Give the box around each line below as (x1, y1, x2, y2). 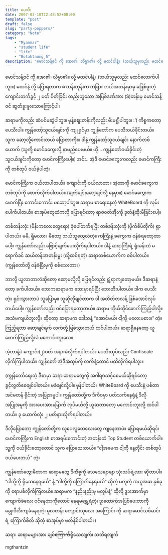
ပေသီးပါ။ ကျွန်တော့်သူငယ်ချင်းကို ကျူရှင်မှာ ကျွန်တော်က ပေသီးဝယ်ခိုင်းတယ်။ (5, 127, 154, 133)
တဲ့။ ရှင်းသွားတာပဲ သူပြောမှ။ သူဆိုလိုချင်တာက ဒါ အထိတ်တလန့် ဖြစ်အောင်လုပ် (5, 296, 156, 302)
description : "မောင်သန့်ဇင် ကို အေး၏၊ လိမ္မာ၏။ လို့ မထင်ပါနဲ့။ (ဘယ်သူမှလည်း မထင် (5, 59, 161, 64)
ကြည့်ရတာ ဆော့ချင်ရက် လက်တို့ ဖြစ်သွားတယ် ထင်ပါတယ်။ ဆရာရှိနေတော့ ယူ (5, 325, 155, 331)
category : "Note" (5, 31, 42, 36)
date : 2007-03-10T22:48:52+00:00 (5, 12, 75, 17)
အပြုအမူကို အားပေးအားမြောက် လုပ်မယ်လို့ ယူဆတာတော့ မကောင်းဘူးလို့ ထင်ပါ (5, 402, 159, 408)
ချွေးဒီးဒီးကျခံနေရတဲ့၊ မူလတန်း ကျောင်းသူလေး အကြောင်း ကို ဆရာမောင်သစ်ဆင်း (5, 508, 160, 514)
